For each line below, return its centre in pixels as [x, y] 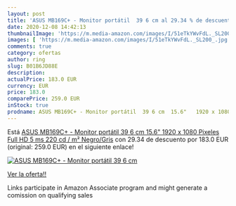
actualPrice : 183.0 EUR [42, 79]
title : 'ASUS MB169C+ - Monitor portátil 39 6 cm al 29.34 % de [105, 20]
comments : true [29, 46]
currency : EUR [28, 86]
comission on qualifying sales [50, 195]
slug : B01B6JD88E [33, 66]
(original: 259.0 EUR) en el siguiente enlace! [71, 147]
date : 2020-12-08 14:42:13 [47, 27]
